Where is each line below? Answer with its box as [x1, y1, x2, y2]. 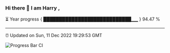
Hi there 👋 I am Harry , [5, 4, 60, 11]
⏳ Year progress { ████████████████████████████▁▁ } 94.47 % [5, 16, 160, 22]
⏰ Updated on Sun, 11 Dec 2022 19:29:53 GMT [5, 32, 103, 38]
